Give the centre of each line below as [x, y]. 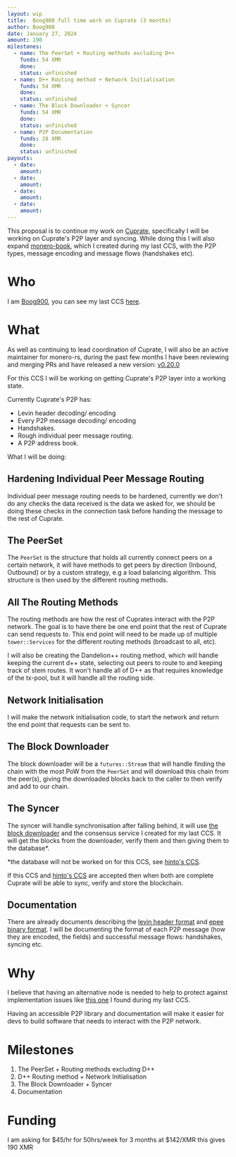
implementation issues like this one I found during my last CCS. [99, 1000]
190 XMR [20, 1147]
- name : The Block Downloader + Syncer [72, 106]
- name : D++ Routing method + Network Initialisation [94, 79]
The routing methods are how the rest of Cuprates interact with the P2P [111, 619]
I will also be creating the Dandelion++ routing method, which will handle [113, 655]
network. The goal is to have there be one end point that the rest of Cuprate [117, 627]
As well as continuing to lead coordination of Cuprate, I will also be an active [118, 349]
